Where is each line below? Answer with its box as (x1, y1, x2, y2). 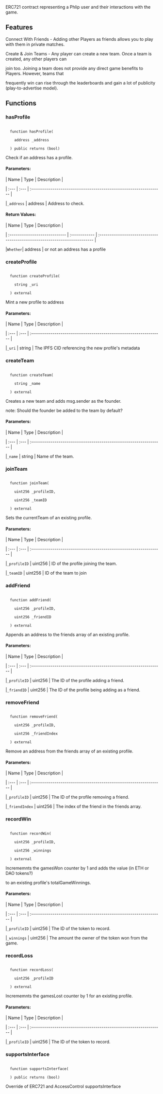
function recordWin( (10, 831, 51, 836)
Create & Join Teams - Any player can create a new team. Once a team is (5, 51, 152, 56)
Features (5, 23, 33, 32)
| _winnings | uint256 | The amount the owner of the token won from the (5, 935, 148, 940)
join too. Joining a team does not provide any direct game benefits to (5, 65, 144, 71)
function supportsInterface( (10, 1066, 69, 1071)
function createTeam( (10, 373, 54, 377)
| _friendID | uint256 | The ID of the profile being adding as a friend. (5, 687, 141, 693)
